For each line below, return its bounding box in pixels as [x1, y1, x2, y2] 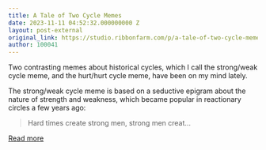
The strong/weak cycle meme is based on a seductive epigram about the [8, 86, 246, 96]
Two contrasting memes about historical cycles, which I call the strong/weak [8, 62, 258, 72]
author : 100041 [8, 41, 59, 49]
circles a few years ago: [8, 103, 86, 113]
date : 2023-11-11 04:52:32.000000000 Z [8, 19, 140, 27]
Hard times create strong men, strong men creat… [27, 118, 192, 128]
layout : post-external [8, 26, 83, 34]
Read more [8, 133, 44, 143]
